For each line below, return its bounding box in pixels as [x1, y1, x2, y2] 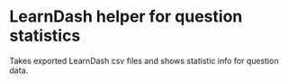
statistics [9, 25, 81, 46]
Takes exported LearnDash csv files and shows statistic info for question [9, 55, 279, 66]
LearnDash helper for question [9, 6, 243, 27]
